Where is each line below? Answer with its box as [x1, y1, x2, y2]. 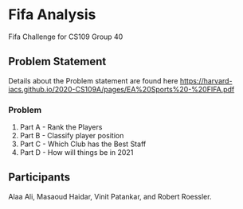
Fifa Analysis [8, 6, 96, 24]
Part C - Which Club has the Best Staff [19, 139, 147, 149]
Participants [8, 171, 70, 184]
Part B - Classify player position [19, 131, 124, 141]
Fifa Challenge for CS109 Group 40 [8, 32, 123, 41]
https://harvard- [179, 75, 233, 85]
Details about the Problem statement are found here [8, 75, 178, 85]
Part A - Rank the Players [19, 122, 103, 132]
